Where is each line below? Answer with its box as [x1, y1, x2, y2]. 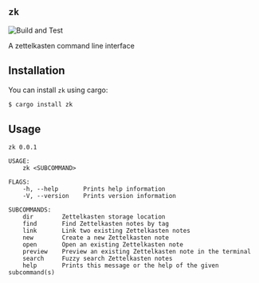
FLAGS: [8, 178, 30, 186]
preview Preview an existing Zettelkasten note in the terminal [22, 248, 251, 256]
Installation [8, 64, 65, 78]
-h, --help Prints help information [22, 185, 166, 193]
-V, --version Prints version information [22, 192, 177, 200]
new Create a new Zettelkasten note [22, 234, 170, 242]
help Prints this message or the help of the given [22, 262, 219, 269]
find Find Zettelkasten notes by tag [22, 220, 170, 228]
